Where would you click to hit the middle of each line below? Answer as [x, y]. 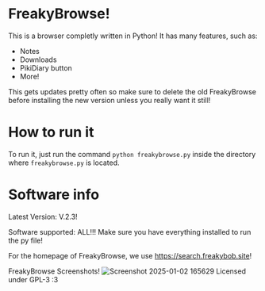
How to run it [51, 132]
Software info [54, 195]
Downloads [38, 59]
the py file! [26, 240]
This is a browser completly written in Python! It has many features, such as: [133, 36]
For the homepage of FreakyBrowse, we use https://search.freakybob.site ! [130, 255]
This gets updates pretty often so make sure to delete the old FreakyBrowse [132, 91]
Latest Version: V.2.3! [43, 216]
